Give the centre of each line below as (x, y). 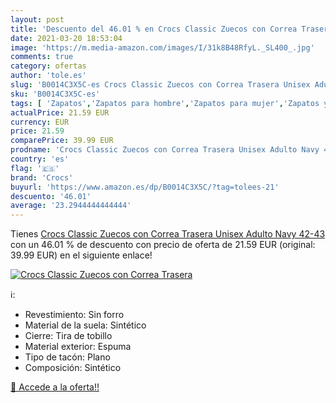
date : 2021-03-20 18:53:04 (66, 38)
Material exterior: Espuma (78, 347)
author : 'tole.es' (48, 76)
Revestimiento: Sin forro (74, 315)
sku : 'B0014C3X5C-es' (55, 94)
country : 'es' (40, 159)
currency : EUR (40, 122)
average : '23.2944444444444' (71, 206)
